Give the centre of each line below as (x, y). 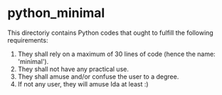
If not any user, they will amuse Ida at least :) (83, 84)
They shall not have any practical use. (73, 69)
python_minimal (56, 13)
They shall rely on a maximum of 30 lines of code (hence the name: (116, 54)
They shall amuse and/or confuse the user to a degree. (98, 77)
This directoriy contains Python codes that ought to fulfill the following (110, 33)
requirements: (28, 40)
